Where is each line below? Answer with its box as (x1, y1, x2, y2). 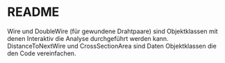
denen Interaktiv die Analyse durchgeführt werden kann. (7, 34, 169, 42)
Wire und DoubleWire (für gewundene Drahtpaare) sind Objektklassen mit (7, 27, 218, 35)
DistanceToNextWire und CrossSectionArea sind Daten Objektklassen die (7, 42, 217, 50)
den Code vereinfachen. (7, 49, 76, 57)
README (7, 4, 60, 20)
